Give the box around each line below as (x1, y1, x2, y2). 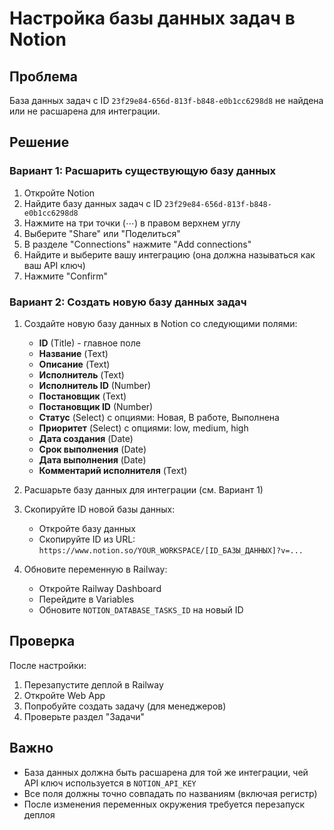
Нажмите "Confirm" (23, 270, 109, 282)
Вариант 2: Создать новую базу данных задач (9, 295, 247, 309)
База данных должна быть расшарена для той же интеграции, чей (23, 766, 309, 778)
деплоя (23, 808, 56, 821)
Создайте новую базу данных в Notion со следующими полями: (23, 317, 298, 329)
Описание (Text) (38, 358, 111, 370)
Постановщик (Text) (38, 390, 127, 402)
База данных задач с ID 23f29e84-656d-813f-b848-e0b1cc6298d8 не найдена (9, 95, 324, 106)
